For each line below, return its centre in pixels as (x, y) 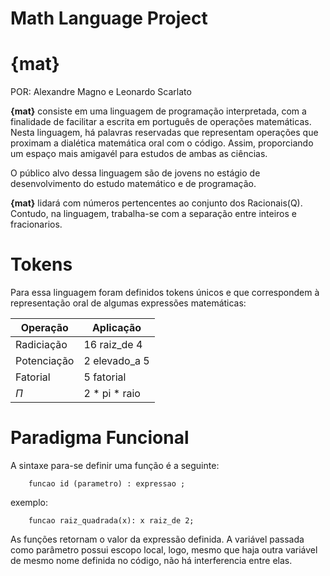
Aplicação (116, 328)
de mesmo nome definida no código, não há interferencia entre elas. (151, 560)
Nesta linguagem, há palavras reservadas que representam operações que (164, 133)
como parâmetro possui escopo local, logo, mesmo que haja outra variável (164, 550)
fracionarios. (36, 224)
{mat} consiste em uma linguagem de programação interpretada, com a (158, 111)
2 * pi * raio (112, 394)
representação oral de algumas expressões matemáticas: (128, 303)
